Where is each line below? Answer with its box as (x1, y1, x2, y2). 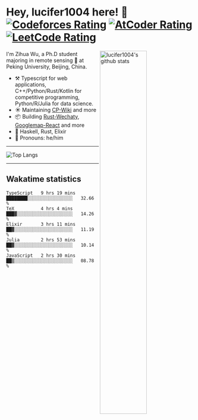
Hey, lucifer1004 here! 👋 (6, 5, 128, 19)
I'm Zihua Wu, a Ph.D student (6, 50, 78, 57)
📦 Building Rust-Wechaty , (14, 113, 80, 120)
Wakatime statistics (6, 174, 81, 184)
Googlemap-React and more (14, 122, 85, 129)
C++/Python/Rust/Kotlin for (14, 87, 82, 94)
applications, (14, 80, 46, 88)
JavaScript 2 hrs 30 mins (6, 253, 76, 259)
